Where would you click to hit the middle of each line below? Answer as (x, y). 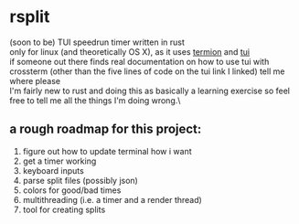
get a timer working (59, 161)
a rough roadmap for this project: (106, 129)
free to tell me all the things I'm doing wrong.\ (95, 100)
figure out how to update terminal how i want (107, 151)
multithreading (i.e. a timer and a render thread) (112, 199)
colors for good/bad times (72, 190)
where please (35, 80)
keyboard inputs (53, 170)
